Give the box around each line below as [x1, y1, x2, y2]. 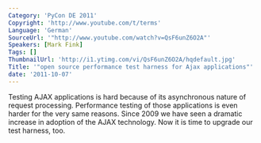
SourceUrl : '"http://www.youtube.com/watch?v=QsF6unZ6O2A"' [8, 33, 212, 42]
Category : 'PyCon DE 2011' [8, 11, 98, 20]
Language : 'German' [8, 26, 73, 34]
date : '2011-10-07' [8, 70, 73, 78]
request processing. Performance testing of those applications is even [8, 100, 238, 110]
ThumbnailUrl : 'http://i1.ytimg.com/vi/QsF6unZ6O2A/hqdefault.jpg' [8, 56, 236, 64]
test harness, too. [8, 126, 66, 135]
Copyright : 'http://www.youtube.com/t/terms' [8, 19, 161, 27]
